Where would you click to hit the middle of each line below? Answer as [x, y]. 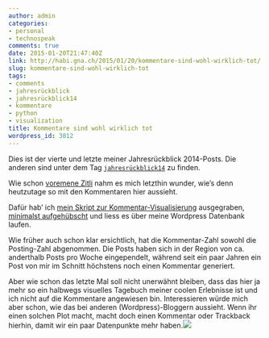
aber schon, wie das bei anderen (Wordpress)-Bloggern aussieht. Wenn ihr [133, 307]
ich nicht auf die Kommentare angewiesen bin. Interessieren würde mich [128, 298]
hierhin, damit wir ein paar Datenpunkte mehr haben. [96, 325]
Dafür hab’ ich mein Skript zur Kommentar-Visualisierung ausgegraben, [126, 207]
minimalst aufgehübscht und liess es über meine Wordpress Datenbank [127, 215]
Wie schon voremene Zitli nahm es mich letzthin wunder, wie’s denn [121, 183]
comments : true [34, 46]
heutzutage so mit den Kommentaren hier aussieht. [93, 191]
